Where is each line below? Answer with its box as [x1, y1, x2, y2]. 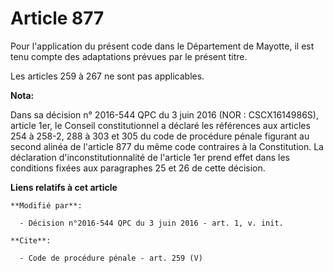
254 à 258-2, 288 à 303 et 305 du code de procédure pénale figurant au [10, 130, 310, 142]
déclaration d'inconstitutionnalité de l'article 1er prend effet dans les [10, 151, 291, 163]
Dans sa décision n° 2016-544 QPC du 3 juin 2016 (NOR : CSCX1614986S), [10, 108, 319, 121]
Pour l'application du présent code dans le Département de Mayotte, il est [10, 40, 315, 52]
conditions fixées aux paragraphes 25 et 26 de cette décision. [10, 162, 266, 174]
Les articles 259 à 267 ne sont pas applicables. [10, 70, 205, 82]
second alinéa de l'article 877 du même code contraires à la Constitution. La [10, 140, 324, 152]
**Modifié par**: [10, 200, 83, 211]
